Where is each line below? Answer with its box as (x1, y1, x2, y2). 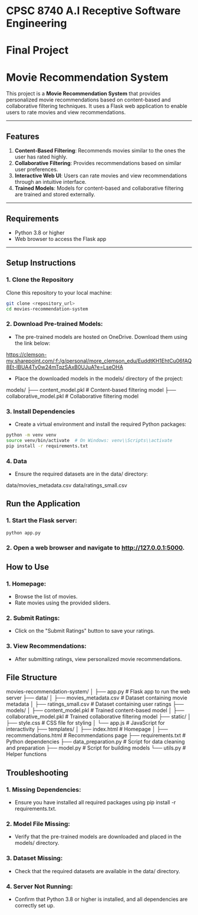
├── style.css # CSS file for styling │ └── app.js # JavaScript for (6, 719, 165, 726)
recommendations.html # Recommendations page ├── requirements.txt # (6, 732, 186, 739)
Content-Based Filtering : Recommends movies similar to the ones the (14, 147, 186, 154)
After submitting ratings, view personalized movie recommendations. (14, 655, 182, 662)
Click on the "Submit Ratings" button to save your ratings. (14, 627, 155, 635)
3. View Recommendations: (6, 642, 87, 650)
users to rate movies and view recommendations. (6, 109, 126, 116)
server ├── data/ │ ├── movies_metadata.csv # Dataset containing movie (6, 694, 187, 702)
